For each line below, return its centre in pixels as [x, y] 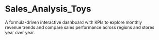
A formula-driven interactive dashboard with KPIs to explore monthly [73, 22]
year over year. [20, 32]
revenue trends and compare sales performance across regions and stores [80, 27]
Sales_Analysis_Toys [48, 9]
